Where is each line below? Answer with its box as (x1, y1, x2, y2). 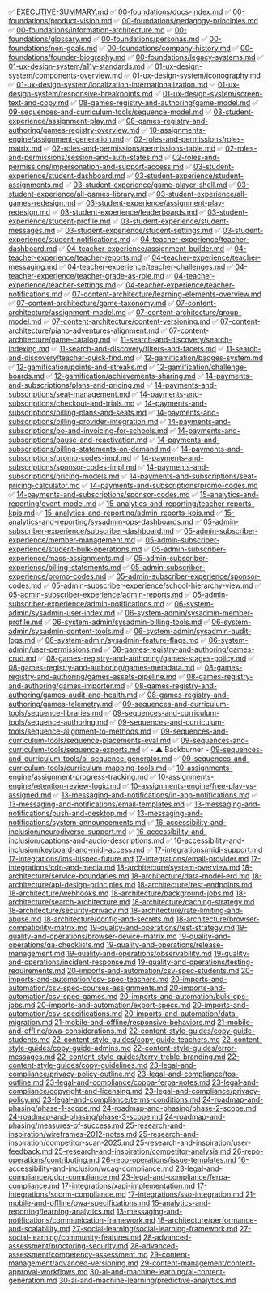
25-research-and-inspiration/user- (135, 1138, 252, 1147)
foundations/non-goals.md (8, 44, 98, 53)
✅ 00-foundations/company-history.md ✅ (99, 44, 239, 53)
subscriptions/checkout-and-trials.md (8, 398, 135, 408)
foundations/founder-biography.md (8, 53, 126, 62)
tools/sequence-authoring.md (8, 717, 108, 727)
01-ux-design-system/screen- (162, 89, 263, 98)
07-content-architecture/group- (136, 308, 242, 317)
